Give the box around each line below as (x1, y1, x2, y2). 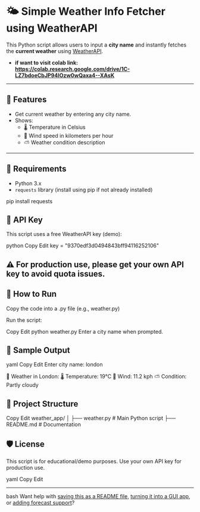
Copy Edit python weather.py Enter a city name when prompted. (6, 328, 164, 335)
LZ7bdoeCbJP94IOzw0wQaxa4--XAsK (14, 72, 115, 79)
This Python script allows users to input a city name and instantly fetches (6, 41, 187, 48)
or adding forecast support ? (6, 499, 75, 507)
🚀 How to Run (6, 289, 57, 299)
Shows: (14, 117, 34, 124)
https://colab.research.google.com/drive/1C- (14, 65, 130, 72)
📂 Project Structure (6, 399, 79, 409)
